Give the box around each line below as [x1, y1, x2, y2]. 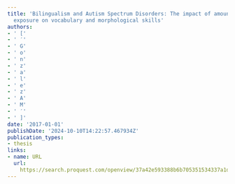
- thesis [7, 141, 33, 148]
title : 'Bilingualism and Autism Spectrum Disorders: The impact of [7, 10, 211, 17]
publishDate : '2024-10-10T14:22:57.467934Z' [7, 127, 139, 134]
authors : [7, 23, 33, 30]
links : [7, 147, 27, 154]
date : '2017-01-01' [7, 120, 64, 128]
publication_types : [7, 134, 64, 141]
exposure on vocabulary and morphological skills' [13, 17, 164, 24]
